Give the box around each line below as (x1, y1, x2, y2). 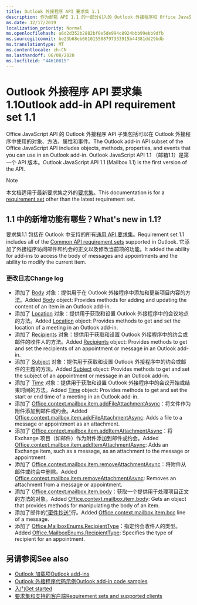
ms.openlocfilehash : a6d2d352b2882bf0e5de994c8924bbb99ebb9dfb (6, 31, 164, 36)
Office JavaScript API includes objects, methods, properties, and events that (6, 145, 191, 152)
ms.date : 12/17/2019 (6, 19, 57, 25)
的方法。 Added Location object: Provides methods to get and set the (14, 317, 181, 324)
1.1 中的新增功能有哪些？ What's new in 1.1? (6, 214, 162, 224)
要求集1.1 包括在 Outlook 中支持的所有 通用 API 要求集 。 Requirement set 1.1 (6, 231, 185, 238)
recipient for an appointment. (14, 535, 85, 542)
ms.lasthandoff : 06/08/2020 (6, 52, 75, 58)
